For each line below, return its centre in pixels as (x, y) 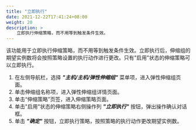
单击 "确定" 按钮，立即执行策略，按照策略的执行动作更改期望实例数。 (98, 121)
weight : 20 (19, 22)
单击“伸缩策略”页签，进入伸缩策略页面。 (63, 99)
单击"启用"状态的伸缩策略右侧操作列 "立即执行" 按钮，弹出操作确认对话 (101, 107)
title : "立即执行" (27, 11)
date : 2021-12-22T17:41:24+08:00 (47, 17)
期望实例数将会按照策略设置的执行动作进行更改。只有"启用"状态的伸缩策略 (96, 58)
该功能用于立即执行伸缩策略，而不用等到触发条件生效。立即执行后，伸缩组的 (98, 51)
